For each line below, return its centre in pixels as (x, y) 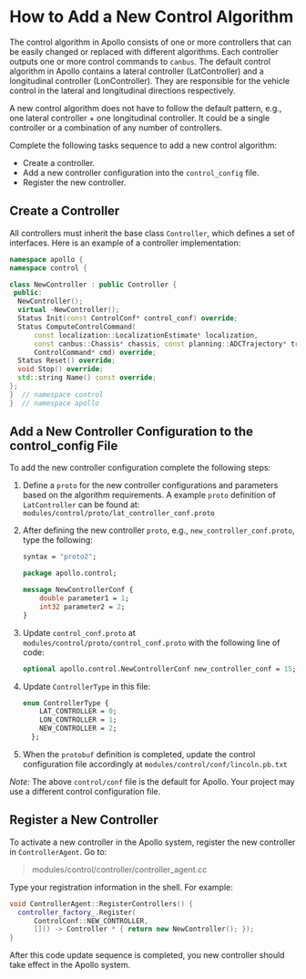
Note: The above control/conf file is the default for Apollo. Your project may (152, 781)
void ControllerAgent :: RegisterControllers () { (102, 904)
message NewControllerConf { (78, 590)
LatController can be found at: (81, 505)
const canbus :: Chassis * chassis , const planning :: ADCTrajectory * (160, 344)
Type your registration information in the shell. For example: (122, 887)
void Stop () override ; (61, 370)
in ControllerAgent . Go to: (58, 851)
